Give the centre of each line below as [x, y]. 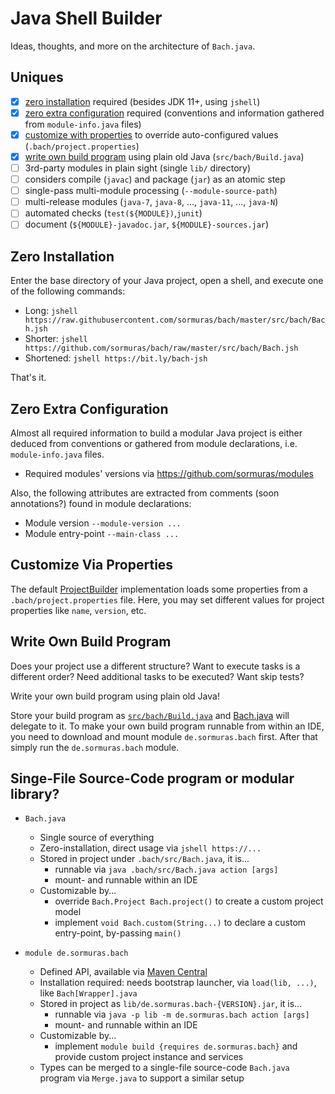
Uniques [37, 77]
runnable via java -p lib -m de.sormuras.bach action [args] [182, 1014]
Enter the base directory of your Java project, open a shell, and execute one [167, 281]
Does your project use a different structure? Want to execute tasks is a [155, 666]
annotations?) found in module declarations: [101, 503]
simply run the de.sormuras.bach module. [95, 747]
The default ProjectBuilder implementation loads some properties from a [159, 589]
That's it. [28, 378]
